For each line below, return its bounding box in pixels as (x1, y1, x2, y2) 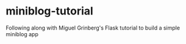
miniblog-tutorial (5, 4, 94, 18)
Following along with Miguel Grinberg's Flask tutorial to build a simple (5, 24, 181, 31)
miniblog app (5, 30, 39, 37)
